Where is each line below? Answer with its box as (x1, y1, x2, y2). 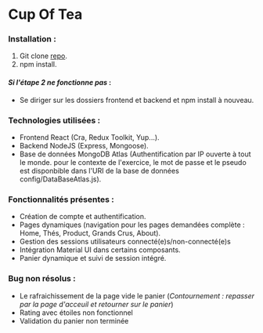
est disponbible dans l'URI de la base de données (19, 166, 180, 175)
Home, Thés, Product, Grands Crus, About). (19, 229, 161, 238)
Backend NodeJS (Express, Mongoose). (19, 141, 149, 150)
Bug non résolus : (8, 273, 76, 284)
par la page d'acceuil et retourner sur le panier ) (19, 299, 174, 309)
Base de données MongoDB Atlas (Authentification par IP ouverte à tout (19, 149, 252, 159)
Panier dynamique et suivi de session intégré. (19, 254, 167, 263)
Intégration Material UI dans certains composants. (19, 245, 182, 254)
